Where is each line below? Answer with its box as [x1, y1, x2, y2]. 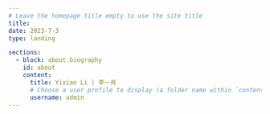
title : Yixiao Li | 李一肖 [29, 78, 117, 87]
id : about [22, 63, 56, 72]
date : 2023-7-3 [8, 26, 59, 35]
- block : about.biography [15, 56, 103, 64]
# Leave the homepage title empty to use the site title [8, 11, 203, 20]
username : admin [29, 93, 84, 101]
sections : [8, 49, 42, 57]
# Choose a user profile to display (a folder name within [29, 86, 231, 94]
